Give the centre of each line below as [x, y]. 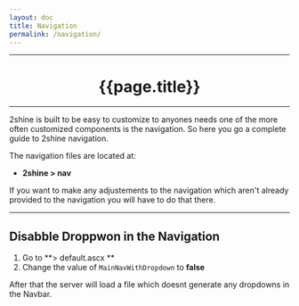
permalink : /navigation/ [55, 34]
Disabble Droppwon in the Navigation [115, 236]
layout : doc [31, 17]
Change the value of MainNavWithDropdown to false [113, 268]
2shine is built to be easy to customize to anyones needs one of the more [144, 120]
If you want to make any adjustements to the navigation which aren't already [149, 190]
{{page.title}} [149, 87]
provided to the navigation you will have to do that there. [113, 200]
